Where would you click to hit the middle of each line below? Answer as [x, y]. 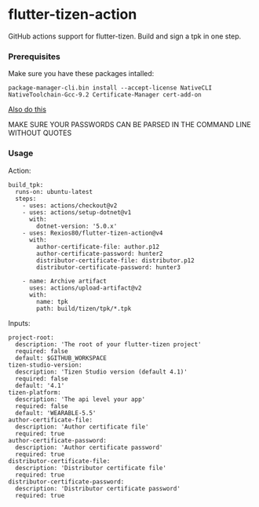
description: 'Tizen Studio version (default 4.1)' [102, 372]
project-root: [31, 337]
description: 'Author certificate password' [89, 447]
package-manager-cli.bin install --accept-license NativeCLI [110, 88]
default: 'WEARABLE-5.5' [56, 413]
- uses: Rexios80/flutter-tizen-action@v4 [93, 233]
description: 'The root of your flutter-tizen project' [108, 344]
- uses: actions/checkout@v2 [70, 206]
